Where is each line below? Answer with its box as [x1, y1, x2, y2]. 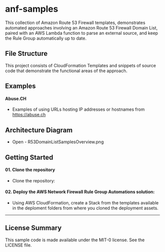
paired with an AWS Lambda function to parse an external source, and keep [5, 30, 158, 36]
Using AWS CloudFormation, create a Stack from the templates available [12, 200, 159, 205]
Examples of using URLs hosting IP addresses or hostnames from [12, 106, 145, 112]
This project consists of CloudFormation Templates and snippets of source [5, 62, 156, 68]
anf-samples [5, 3, 58, 15]
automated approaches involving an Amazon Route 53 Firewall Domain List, [5, 25, 158, 30]
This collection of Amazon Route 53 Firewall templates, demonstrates [5, 20, 146, 25]
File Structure [5, 50, 48, 58]
